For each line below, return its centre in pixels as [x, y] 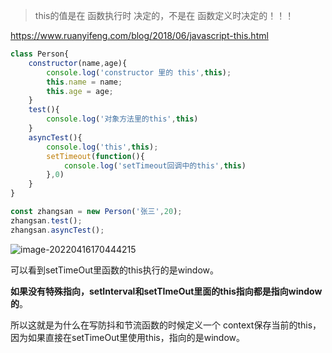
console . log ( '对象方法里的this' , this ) [122, 119]
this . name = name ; [84, 82]
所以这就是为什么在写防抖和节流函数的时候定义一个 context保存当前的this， [166, 325]
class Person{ [40, 54]
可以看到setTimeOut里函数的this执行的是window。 [115, 270]
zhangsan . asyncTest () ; [57, 230]
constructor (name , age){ [78, 63]
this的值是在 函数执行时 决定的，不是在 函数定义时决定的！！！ [164, 15]
